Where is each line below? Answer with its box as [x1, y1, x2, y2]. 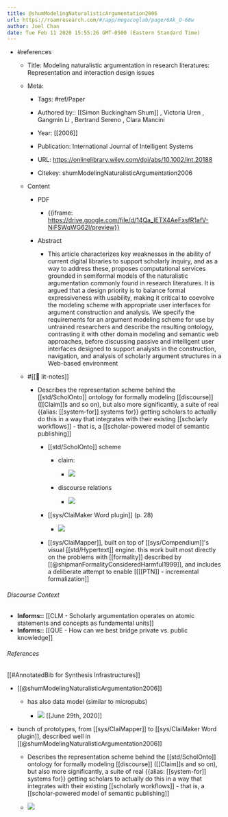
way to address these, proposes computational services [47, 265, 206, 273]
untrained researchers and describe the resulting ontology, [47, 323, 214, 331]
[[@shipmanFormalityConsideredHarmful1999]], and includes [47, 560, 221, 569]
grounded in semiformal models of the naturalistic [47, 272, 188, 280]
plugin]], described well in [16, 732, 91, 740]
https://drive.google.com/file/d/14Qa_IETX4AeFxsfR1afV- [47, 216, 209, 224]
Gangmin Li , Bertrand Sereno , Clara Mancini [37, 116, 166, 124]
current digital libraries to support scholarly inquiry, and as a [47, 257, 218, 265]
